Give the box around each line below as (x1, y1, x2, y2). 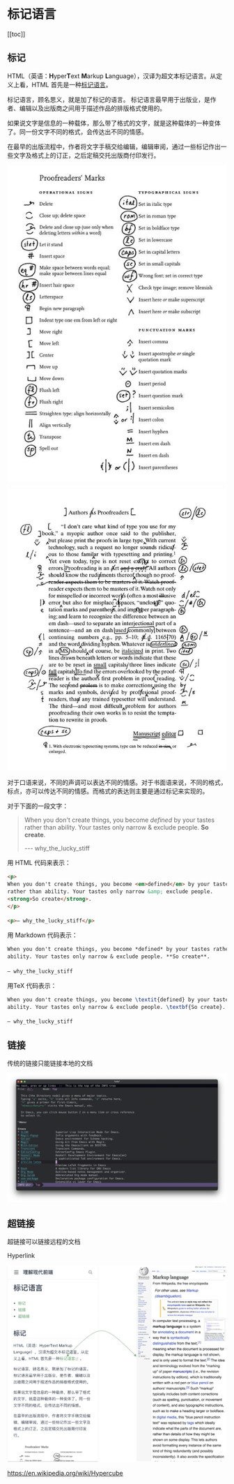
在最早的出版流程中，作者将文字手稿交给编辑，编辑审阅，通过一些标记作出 (7, 142, 221, 151)
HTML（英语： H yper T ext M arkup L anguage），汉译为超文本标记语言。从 (7, 71, 217, 80)
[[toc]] (7, 29, 26, 38)
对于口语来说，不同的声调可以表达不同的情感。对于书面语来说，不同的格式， (7, 779, 227, 787)
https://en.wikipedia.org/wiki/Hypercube (7, 1469, 123, 1477)
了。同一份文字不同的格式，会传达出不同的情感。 (7, 127, 148, 136)
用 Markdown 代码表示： (7, 931, 78, 939)
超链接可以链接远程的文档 (7, 1238, 81, 1246)
